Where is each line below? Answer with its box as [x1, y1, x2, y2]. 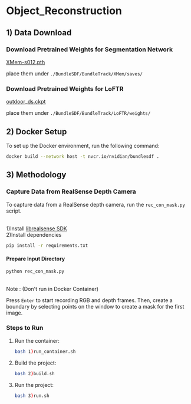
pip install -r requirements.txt [6, 243, 88, 249]
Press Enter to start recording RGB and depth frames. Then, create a [6, 296, 173, 304]
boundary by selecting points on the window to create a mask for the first [6, 303, 185, 310]
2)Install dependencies [6, 231, 62, 238]
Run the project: [14, 381, 54, 388]
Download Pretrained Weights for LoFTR [6, 84, 124, 92]
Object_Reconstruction [6, 4, 122, 18]
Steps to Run [6, 324, 44, 332]
